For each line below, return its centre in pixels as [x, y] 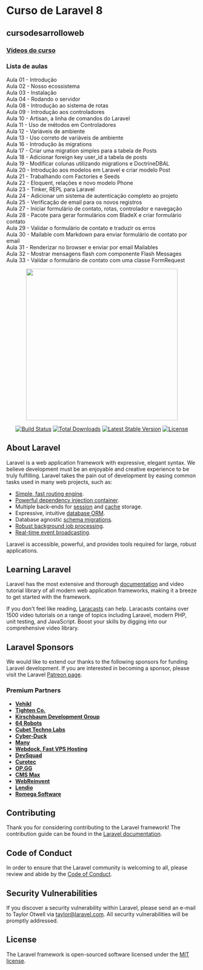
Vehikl [23, 704]
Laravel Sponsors [40, 647]
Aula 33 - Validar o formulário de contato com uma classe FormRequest [96, 260]
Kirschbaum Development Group [57, 716]
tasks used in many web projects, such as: [59, 482]
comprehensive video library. [43, 628]
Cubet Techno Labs [40, 729]
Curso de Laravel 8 [55, 11]
